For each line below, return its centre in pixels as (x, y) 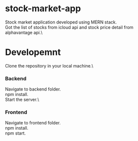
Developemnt (33, 52)
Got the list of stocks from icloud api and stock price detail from (69, 27)
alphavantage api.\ (24, 32)
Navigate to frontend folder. (33, 123)
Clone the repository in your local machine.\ (49, 66)
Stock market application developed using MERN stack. (61, 22)
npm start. (15, 133)
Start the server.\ (22, 100)
